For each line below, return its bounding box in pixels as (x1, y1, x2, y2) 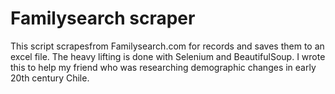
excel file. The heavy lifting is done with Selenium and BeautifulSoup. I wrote (10, 50, 326, 62)
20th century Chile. (10, 72, 90, 84)
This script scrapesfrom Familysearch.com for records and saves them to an (10, 40, 325, 52)
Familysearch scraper (10, 7, 196, 30)
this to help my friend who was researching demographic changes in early (10, 61, 317, 73)
